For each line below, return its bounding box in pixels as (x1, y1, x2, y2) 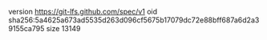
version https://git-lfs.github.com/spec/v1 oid (8, 7, 158, 16)
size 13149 (46, 24, 81, 33)
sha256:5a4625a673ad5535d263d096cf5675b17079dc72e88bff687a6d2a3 (8, 15, 260, 25)
